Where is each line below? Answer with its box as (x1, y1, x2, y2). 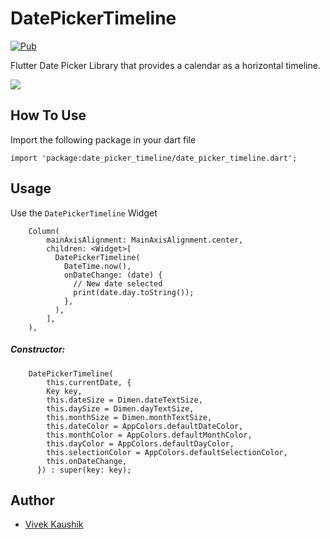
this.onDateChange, (46, 456, 128, 466)
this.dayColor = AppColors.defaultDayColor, (46, 438, 235, 449)
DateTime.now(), (63, 261, 132, 271)
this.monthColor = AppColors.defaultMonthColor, (46, 430, 253, 440)
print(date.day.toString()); (73, 287, 195, 297)
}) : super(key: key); (36, 465, 132, 475)
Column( (28, 226, 60, 236)
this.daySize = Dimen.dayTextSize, (46, 403, 195, 414)
